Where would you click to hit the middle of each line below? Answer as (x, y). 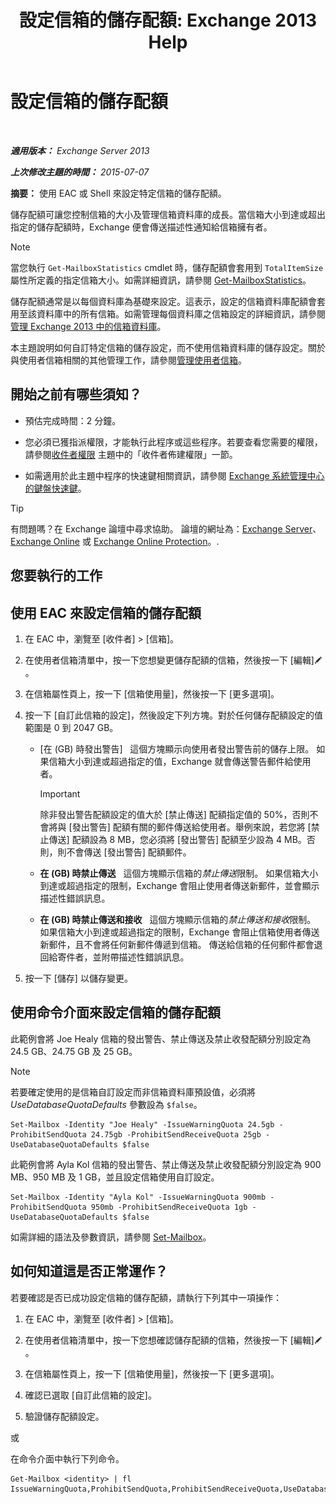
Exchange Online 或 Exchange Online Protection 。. (115, 541)
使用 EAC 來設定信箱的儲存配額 (106, 612)
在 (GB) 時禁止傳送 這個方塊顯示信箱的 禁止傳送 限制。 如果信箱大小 (179, 873)
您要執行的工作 (56, 576)
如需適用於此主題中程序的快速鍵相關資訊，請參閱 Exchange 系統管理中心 (174, 475)
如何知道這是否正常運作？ (89, 1271)
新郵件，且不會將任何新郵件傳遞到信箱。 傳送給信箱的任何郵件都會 (177, 944)
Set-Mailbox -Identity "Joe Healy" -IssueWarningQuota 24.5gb (142, 1124)
